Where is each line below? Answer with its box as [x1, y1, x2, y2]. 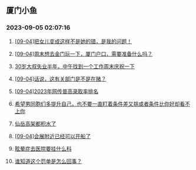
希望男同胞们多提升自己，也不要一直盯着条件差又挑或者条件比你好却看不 [14, 100, 190, 107]
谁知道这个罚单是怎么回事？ [14, 158, 82, 165]
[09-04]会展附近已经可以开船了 [14, 132, 91, 139]
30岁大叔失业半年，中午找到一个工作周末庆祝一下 [14, 62, 135, 69]
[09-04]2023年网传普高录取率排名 [14, 88, 99, 95]
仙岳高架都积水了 [14, 120, 57, 127]
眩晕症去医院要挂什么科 [14, 145, 72, 152]
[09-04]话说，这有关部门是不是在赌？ [14, 75, 107, 82]
